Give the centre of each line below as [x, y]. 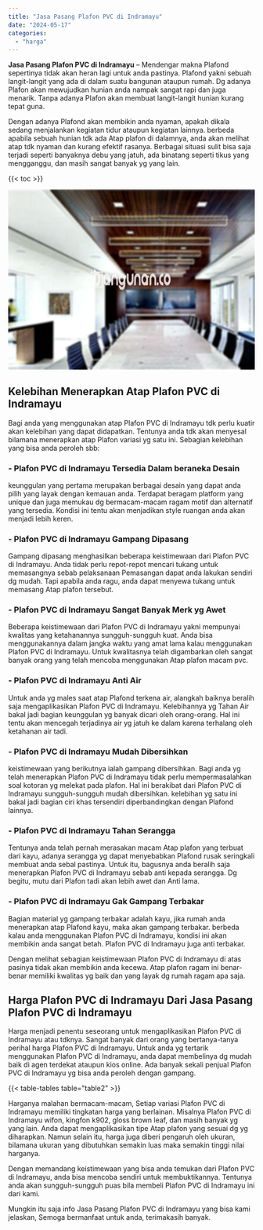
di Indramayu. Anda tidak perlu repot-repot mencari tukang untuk [113, 565]
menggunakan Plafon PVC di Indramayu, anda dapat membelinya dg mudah [130, 1056]
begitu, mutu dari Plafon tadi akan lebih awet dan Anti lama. [104, 881]
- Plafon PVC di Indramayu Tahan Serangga [92, 831]
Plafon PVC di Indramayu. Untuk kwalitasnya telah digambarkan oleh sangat [130, 652]
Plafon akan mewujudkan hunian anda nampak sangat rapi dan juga [117, 90]
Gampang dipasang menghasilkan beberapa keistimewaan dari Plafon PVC [128, 556]
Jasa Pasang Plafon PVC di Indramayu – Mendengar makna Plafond [119, 65]
